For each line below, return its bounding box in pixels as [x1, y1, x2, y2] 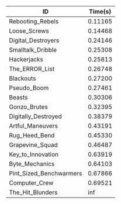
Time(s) [88, 8, 112, 15]
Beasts [9, 94, 28, 101]
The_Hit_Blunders [9, 188, 58, 196]
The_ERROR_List [9, 65, 55, 72]
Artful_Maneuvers [9, 122, 58, 130]
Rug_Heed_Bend [9, 132, 55, 139]
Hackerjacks [9, 56, 44, 63]
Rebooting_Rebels [9, 18, 59, 25]
